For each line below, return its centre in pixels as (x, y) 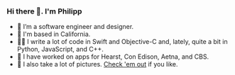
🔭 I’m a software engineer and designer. (75, 27)
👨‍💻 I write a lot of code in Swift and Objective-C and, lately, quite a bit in (122, 42)
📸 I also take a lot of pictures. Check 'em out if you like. (97, 64)
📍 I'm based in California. (54, 34)
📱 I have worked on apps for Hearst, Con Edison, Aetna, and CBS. (113, 57)
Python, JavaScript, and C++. (60, 50)
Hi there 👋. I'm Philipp (44, 11)
